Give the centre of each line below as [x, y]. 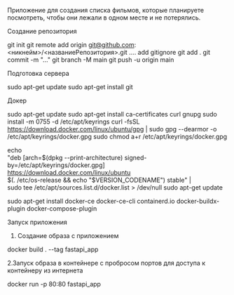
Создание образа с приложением [68, 236]
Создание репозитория [42, 31]
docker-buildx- [198, 201]
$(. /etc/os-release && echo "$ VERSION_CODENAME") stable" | [99, 180]
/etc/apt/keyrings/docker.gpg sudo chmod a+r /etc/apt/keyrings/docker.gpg [117, 137]
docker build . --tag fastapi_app [53, 249]
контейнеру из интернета [45, 270]
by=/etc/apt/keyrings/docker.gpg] [56, 165]
